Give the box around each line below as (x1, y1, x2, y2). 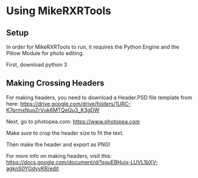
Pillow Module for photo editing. (6, 50, 84, 57)
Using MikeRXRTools (6, 4, 111, 18)
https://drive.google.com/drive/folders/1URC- (20, 100, 132, 107)
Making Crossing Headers (6, 78, 105, 88)
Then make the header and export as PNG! (6, 141, 111, 148)
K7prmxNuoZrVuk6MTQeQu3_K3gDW (6, 106, 100, 114)
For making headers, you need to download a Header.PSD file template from (6, 93, 193, 101)
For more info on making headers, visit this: (6, 152, 112, 159)
